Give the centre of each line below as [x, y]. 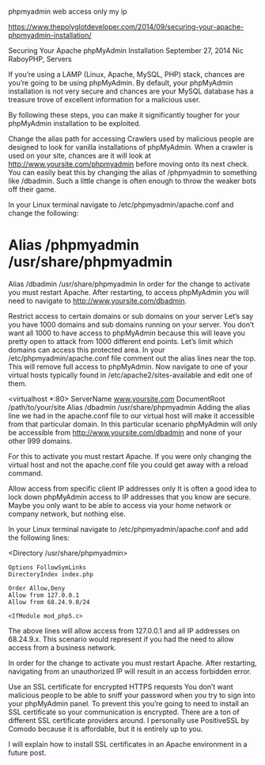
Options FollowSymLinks [47, 567]
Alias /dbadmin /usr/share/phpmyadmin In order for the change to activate [129, 284]
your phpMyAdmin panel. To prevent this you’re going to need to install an [129, 703]
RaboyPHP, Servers [40, 59]
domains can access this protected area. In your [87, 350]
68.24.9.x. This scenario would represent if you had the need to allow [121, 639]
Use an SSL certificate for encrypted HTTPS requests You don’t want [121, 687]
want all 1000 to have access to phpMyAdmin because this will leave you [127, 333]
